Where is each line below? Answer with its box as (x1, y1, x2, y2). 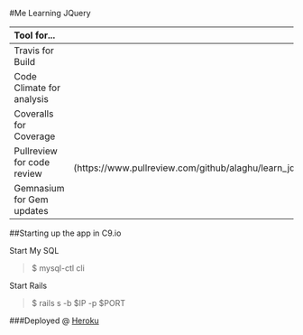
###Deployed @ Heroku (9, 315, 99, 326)
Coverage (14, 130, 56, 143)
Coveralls (14, 107, 54, 120)
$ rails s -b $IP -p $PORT (31, 298, 126, 308)
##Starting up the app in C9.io (9, 228, 122, 238)
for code (14, 156, 50, 168)
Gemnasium (14, 182, 65, 194)
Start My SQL (9, 246, 60, 256)
